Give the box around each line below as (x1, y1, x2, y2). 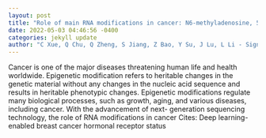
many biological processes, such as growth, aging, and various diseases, (8, 96, 247, 106)
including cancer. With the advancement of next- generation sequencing (8, 104, 245, 114)
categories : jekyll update (8, 33, 97, 42)
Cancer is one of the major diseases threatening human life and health (8, 62, 237, 72)
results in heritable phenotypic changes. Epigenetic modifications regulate (8, 88, 251, 97)
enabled (8, 121, 35, 131)
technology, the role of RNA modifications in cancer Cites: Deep (8, 113, 217, 122)
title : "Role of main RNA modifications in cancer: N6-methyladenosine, (8, 19, 253, 27)
